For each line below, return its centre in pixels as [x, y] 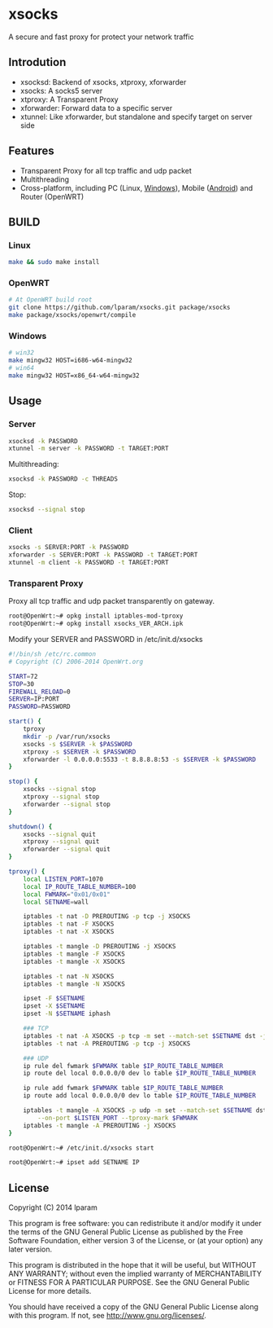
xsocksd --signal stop [47, 510]
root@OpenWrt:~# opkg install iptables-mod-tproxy [96, 616]
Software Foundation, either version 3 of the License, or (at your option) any [136, 1241]
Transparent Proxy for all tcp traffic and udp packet [106, 170]
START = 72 [23, 676]
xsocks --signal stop [59, 789]
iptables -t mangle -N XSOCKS [74, 984]
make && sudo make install [54, 262]
